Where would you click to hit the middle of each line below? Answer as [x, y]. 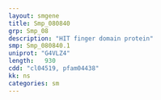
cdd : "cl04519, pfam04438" [54, 69]
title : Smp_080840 [39, 23]
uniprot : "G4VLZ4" [39, 53]
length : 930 [32, 61]
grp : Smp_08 [28, 31]
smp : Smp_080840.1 [39, 46]
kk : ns [19, 76]
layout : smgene [34, 16]
